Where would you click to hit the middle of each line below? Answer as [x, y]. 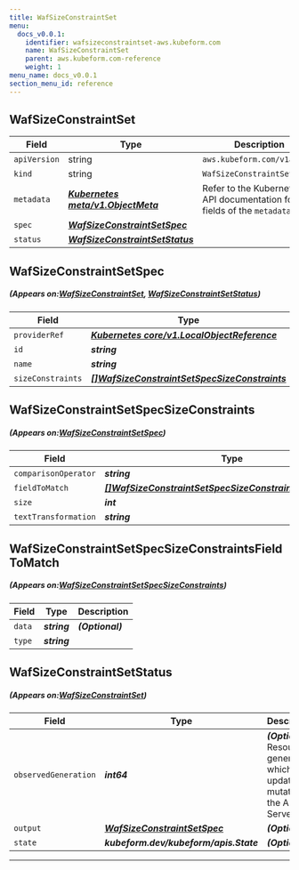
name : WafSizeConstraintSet [77, 51]
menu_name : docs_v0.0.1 [53, 76]
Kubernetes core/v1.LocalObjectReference [184, 334]
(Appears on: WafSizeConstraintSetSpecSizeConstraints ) [118, 585]
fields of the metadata [247, 211]
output [28, 828]
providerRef [39, 335]
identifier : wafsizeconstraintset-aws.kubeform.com [123, 42]
